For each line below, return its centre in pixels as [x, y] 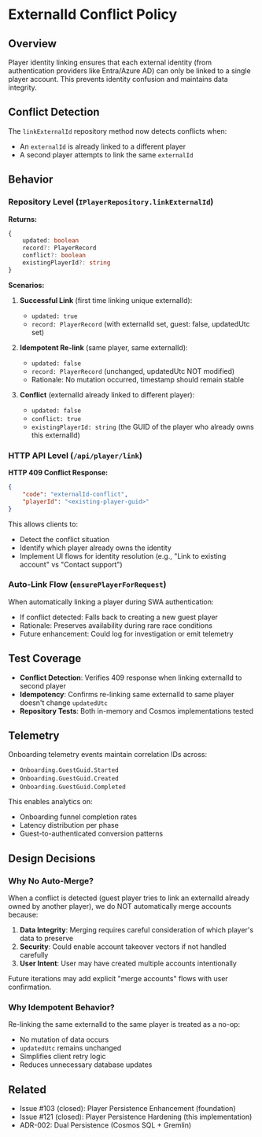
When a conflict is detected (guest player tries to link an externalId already [129, 898]
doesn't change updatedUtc [63, 703]
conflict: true [56, 419]
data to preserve [46, 939]
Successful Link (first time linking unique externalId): [106, 300]
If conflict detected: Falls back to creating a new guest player [119, 617]
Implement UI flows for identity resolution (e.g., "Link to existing [123, 556]
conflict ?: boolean [54, 256]
